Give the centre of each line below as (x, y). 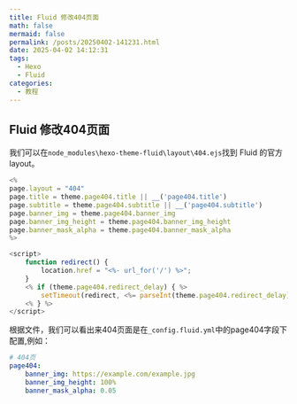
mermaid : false (37, 34)
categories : (31, 83)
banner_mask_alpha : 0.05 (71, 391)
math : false (31, 26)
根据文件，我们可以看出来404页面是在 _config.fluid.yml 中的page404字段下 (148, 330)
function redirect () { (67, 262)
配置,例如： (30, 341)
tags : (19, 58)
